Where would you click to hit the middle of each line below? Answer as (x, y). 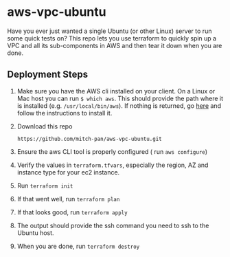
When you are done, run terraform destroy (78, 246)
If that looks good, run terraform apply (72, 212)
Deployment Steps (47, 75)
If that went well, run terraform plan (68, 199)
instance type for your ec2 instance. (68, 172)
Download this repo (45, 126)
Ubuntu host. (35, 233)
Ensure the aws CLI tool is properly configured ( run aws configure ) (112, 151)
